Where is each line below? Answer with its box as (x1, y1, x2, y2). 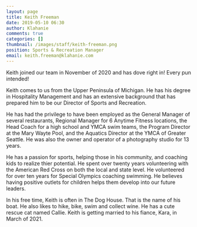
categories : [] (6, 36, 44, 42)
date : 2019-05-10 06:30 (6, 20, 65, 25)
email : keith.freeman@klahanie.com (6, 53, 94, 59)
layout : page (6, 8, 38, 15)
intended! (6, 75, 29, 82)
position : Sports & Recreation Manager (6, 47, 104, 53)
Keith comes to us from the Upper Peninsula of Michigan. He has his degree (6, 86, 191, 93)
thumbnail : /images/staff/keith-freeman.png (6, 42, 117, 48)
